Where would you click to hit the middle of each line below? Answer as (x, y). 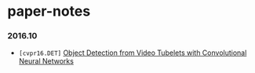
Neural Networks (46, 61)
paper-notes (49, 11)
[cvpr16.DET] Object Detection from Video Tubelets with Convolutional (133, 53)
